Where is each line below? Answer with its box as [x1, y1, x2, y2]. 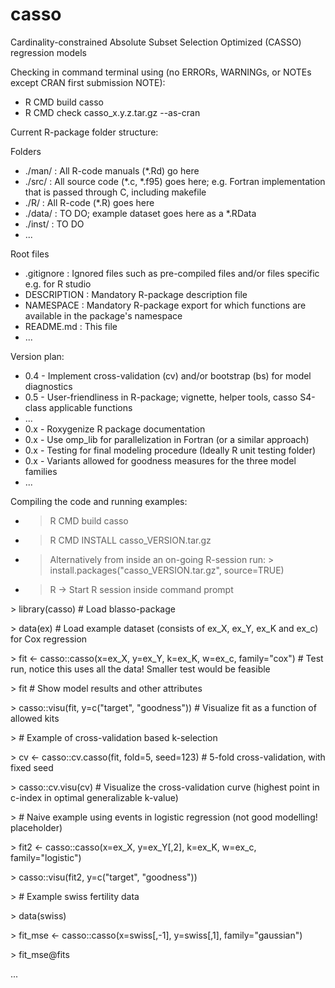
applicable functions [48, 401, 133, 413]
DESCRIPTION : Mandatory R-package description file [24, 288, 248, 300]
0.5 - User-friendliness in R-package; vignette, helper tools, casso [24, 391, 298, 403]
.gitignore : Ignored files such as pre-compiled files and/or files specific [24, 267, 320, 279]
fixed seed [10, 761, 54, 773]
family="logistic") [10, 851, 82, 863]
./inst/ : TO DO [24, 218, 85, 230]
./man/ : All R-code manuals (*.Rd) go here [24, 164, 200, 177]
